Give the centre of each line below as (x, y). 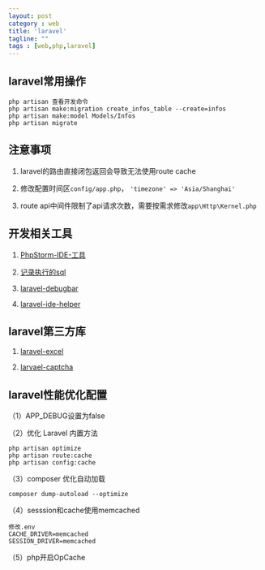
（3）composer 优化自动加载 (57, 479)
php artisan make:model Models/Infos (72, 116)
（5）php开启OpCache (47, 558)
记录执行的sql (43, 272)
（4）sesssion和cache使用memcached (74, 510)
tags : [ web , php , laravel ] (52, 46)
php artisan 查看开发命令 (49, 101)
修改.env (22, 527)
